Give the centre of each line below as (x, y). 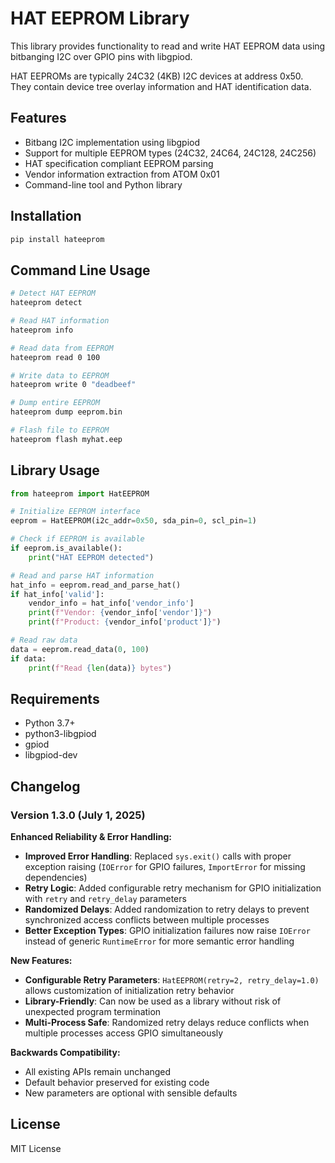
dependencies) (56, 878)
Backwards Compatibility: (65, 1053)
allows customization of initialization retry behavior (129, 991)
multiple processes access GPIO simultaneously (124, 1033)
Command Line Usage (80, 270)
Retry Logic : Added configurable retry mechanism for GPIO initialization (173, 888)
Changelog (45, 786)
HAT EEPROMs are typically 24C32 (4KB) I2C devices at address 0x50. (157, 76)
